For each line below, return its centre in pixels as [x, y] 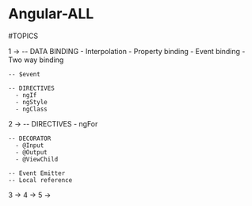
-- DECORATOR [30, 138]
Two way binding [36, 60]
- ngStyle [31, 102]
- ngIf [26, 95]
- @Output [31, 152]
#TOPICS [23, 36]
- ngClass [31, 109]
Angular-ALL [51, 14]
